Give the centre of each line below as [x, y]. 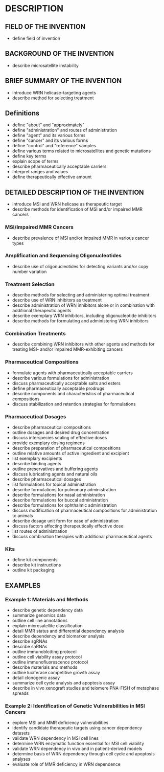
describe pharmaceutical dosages [47, 479]
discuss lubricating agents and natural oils [55, 474]
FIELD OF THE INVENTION [45, 27]
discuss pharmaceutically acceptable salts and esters [66, 383]
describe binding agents [37, 464]
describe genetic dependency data [47, 610]
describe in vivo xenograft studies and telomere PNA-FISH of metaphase [85, 688]
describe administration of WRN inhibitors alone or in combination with [83, 305]
